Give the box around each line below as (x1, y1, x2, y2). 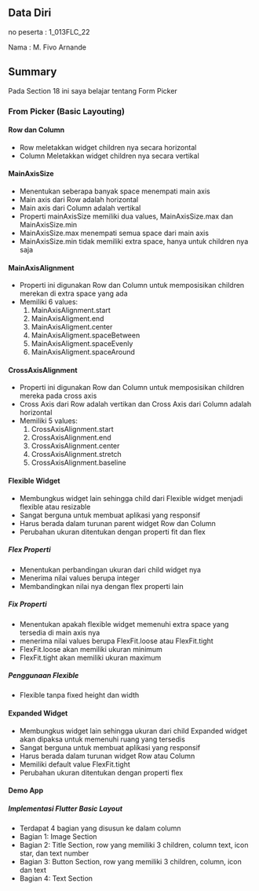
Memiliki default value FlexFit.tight (19, 759, 131, 769)
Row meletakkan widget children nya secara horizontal (19, 142, 197, 152)
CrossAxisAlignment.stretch (31, 450, 122, 459)
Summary (8, 65, 57, 79)
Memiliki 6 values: (19, 297, 78, 307)
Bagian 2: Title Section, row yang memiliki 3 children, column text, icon (19, 841, 249, 850)
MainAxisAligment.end (31, 314, 104, 323)
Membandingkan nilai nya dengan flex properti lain (19, 581, 184, 591)
